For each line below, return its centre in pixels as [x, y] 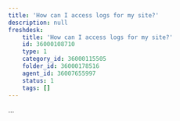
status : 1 [38, 80]
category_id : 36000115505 [65, 59]
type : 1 [34, 52]
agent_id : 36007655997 [59, 73]
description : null [38, 23]
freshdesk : [26, 30]
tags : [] [36, 88]
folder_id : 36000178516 [61, 66]
